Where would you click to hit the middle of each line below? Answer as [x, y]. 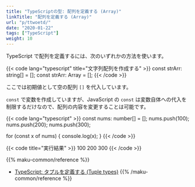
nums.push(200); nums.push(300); [48, 124]
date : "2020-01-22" [30, 28]
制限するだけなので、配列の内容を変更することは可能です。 [78, 107]
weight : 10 [19, 39]
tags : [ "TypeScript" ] [32, 33]
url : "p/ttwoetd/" [28, 22]
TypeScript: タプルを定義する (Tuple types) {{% [72, 172]
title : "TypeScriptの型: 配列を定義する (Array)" [64, 11]
